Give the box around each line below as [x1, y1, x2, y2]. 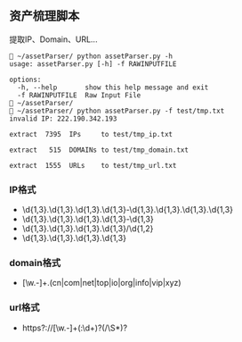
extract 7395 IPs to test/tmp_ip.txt [9, 129, 173, 138]
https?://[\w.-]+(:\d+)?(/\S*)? [21, 322, 127, 333]
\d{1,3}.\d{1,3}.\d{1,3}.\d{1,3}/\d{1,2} [21, 223, 154, 234]
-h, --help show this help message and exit [17, 83, 209, 92]
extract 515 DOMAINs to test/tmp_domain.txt [9, 146, 190, 154]
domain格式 [9, 257, 61, 270]
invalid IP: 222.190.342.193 [9, 114, 117, 123]
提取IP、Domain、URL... [9, 34, 98, 45]
